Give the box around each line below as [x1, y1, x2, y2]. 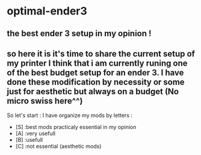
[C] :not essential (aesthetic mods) [15, 143, 102, 150]
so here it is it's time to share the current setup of [7, 48, 195, 59]
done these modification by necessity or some [7, 77, 185, 87]
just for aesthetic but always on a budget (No [7, 86, 179, 96]
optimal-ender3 [7, 4, 88, 18]
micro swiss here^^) [7, 95, 83, 106]
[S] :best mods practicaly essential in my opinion [15, 124, 137, 131]
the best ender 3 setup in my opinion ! [7, 28, 152, 39]
